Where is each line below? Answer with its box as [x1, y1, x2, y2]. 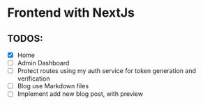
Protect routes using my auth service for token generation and [17, 67, 197, 75]
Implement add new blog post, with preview [17, 90, 144, 98]
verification [17, 74, 50, 83]
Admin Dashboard [17, 59, 70, 67]
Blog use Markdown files [17, 82, 89, 90]
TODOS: [7, 33, 43, 45]
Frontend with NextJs [7, 5, 135, 21]
